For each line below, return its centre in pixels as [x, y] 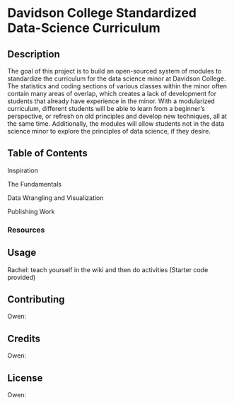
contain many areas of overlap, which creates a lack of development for [112, 94]
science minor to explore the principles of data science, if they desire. [109, 131]
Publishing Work [31, 211]
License [25, 378]
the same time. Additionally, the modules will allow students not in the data [116, 124]
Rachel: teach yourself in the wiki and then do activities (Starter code [108, 269]
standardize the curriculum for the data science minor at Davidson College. [117, 78]
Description [34, 54]
